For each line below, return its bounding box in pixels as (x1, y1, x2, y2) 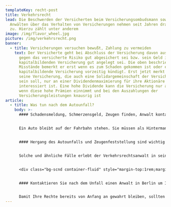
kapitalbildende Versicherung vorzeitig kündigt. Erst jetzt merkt (18, 70, 165, 75)
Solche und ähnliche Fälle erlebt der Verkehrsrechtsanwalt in (18, 153, 156, 158)
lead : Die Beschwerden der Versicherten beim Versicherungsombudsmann (5, 17, 158, 22)
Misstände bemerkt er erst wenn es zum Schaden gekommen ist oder (18, 64, 163, 70)
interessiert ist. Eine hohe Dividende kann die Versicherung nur (18, 83, 163, 88)
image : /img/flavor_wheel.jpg (5, 31, 70, 36)
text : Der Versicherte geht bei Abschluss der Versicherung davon (14, 50, 158, 55)
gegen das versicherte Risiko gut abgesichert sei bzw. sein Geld (18, 55, 163, 60)
